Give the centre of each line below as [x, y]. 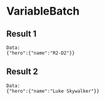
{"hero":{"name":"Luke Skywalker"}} [53, 91]
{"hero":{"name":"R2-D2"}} [41, 53]
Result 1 [21, 34]
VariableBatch [43, 11]
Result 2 [22, 72]
